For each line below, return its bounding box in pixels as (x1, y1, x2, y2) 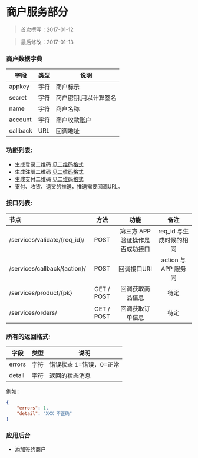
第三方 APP (120, 227, 151, 235)
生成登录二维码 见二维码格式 (14, 160, 84, 168)
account (9, 116, 32, 124)
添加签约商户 (14, 446, 46, 453)
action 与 (161, 256, 186, 264)
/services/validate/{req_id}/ (9, 235, 85, 243)
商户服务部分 (6, 5, 69, 19)
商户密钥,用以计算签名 (55, 94, 117, 102)
